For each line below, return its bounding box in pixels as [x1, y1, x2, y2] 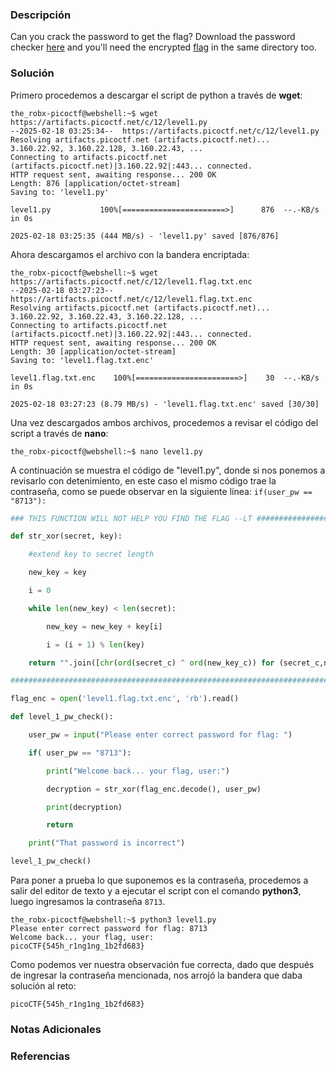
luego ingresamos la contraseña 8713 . [10, 896, 166, 908]
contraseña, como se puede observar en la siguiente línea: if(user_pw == [10, 485, 313, 497]
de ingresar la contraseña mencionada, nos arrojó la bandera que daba [10, 969, 303, 982]
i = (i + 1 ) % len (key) [46, 639, 145, 650]
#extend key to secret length [28, 549, 155, 560]
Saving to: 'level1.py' [10, 187, 110, 197]
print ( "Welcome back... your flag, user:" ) [46, 766, 230, 776]
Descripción [10, 8, 72, 22]
